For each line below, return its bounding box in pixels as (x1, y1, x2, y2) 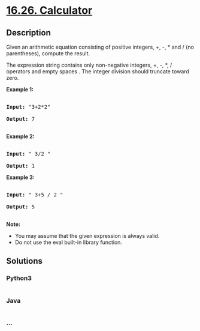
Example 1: (6, 86, 34, 93)
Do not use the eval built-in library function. (14, 238, 123, 246)
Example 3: (6, 174, 35, 181)
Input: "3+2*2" (6, 103, 51, 110)
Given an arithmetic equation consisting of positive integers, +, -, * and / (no (6, 43, 195, 50)
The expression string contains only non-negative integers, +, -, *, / (6, 61, 172, 68)
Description (6, 28, 51, 38)
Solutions (6, 256, 43, 266)
